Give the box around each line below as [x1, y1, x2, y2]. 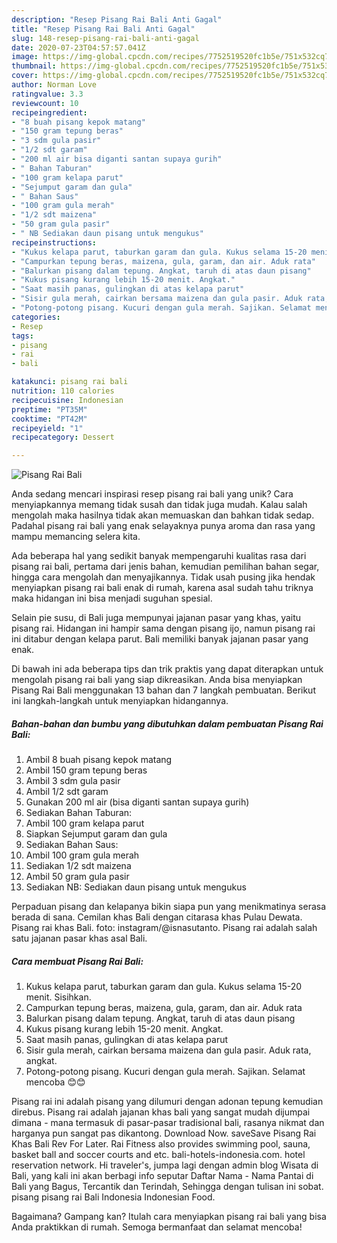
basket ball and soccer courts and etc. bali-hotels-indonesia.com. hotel [11, 1149, 306, 1161]
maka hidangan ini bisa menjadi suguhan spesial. [11, 592, 213, 605]
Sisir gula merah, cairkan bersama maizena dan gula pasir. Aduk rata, [25, 1044, 312, 1056]
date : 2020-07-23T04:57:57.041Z [11, 42, 146, 53]
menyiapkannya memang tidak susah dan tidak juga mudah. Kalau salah [11, 499, 308, 511]
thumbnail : [11, 61, 57, 71]
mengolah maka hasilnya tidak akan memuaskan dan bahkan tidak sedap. [11, 509, 315, 521]
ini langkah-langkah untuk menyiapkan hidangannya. [11, 695, 229, 707]
